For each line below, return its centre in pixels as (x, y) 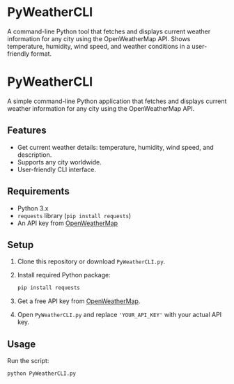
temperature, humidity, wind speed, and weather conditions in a (99, 46)
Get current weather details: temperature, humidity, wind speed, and (115, 147)
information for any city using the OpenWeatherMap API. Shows (99, 38)
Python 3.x (33, 208)
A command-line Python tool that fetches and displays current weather (109, 31)
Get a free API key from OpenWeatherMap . (79, 301)
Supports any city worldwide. (60, 162)
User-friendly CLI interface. (56, 169)
